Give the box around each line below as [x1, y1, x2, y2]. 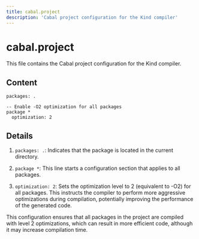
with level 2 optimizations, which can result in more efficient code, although [6, 220, 193, 227]
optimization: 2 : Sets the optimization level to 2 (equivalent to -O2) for [14, 183, 191, 190]
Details [6, 130, 33, 141]
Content [6, 77, 38, 88]
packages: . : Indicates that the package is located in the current [14, 147, 174, 154]
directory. [14, 153, 39, 160]
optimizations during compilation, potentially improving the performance [14, 196, 194, 203]
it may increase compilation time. [6, 226, 88, 234]
